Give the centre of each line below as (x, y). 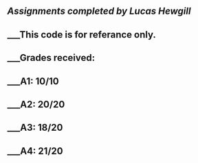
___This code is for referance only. (82, 35)
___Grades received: (51, 58)
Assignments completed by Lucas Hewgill (99, 11)
